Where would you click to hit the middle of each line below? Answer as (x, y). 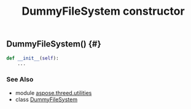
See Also (20, 80)
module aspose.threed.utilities (53, 92)
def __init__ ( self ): (33, 58)
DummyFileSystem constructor (103, 11)
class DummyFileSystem (46, 99)
